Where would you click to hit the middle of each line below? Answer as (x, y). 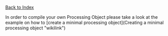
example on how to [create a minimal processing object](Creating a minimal (85, 23)
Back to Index (20, 7)
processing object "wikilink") (35, 28)
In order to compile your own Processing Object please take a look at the (81, 17)
